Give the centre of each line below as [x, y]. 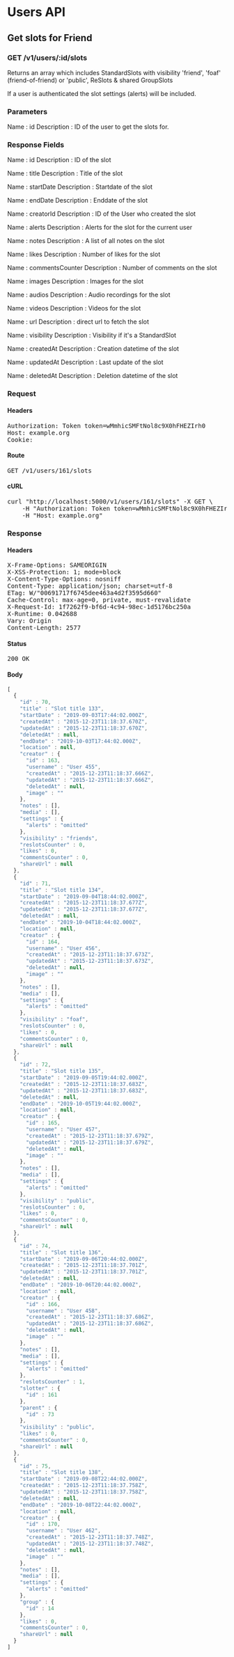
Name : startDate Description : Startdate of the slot [80, 187]
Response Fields [36, 145]
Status [17, 643]
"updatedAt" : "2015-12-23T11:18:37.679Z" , [90, 1142]
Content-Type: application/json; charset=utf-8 [90, 586]
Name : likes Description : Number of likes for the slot [84, 254]
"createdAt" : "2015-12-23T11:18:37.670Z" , [84, 721]
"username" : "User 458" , [63, 1311]
